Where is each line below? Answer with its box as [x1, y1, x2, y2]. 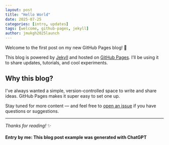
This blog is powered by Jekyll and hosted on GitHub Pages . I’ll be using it [5, 54, 159, 60]
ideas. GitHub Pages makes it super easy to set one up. [5, 93, 120, 99]
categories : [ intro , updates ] [5, 21, 69, 27]
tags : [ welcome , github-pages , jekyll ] [5, 26, 89, 31]
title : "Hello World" [5, 12, 51, 17]
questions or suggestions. [5, 108, 59, 114]
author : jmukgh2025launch [5, 31, 59, 36]
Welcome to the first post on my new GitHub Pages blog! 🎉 [5, 45, 127, 50]
